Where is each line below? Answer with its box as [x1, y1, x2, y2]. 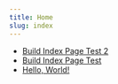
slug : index [9, 21, 53, 30]
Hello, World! [21, 64, 70, 75]
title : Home [9, 12, 53, 22]
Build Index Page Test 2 [21, 45, 109, 56]
